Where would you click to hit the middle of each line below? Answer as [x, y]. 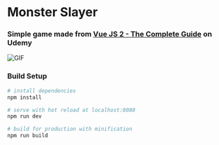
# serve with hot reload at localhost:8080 [71, 110]
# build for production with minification [70, 129]
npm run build [28, 136]
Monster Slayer [53, 12]
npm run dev [24, 116]
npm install [24, 97]
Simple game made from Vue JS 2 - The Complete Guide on [110, 34]
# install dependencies [42, 91]
